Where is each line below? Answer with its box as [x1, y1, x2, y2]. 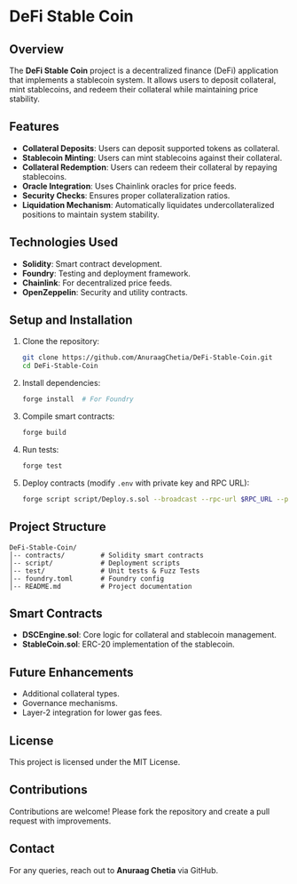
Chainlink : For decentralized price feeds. [21, 277, 173, 288]
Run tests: [21, 444, 59, 454]
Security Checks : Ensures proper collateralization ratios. [21, 189, 231, 201]
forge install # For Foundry [21, 395, 135, 404]
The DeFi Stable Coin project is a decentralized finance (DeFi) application [9, 65, 279, 76]
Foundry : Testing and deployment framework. [21, 268, 191, 278]
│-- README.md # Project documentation [9, 582, 192, 591]
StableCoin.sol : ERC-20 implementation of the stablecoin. [21, 639, 235, 650]
